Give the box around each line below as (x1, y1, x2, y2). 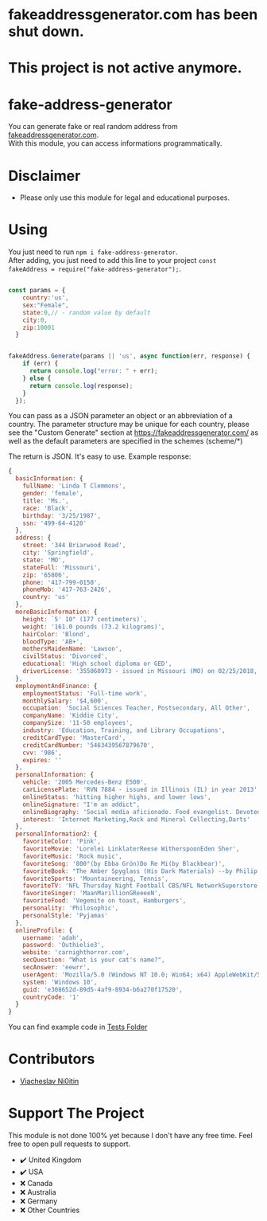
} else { (22, 374, 52, 382)
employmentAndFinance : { (15, 682, 98, 690)
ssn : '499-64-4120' (22, 519, 87, 527)
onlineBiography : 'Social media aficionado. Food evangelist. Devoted (22, 808, 261, 816)
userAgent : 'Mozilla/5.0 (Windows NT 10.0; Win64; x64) (22, 970, 212, 979)
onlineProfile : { (15, 926, 73, 934)
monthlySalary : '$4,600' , (22, 697, 109, 705)
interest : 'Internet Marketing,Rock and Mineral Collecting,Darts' (22, 815, 250, 824)
